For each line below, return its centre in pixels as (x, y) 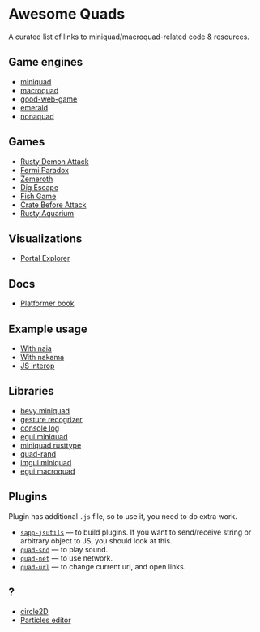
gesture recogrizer (51, 419)
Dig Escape (39, 187)
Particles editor (45, 620)
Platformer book (47, 303)
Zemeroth (36, 179)
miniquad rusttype (51, 445)
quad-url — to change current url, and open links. (103, 566)
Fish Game (38, 196)
